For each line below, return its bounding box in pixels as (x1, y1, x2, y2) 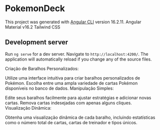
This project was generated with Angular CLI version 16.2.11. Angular (5, 19, 142, 25)
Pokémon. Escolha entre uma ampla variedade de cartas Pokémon (5, 80, 138, 86)
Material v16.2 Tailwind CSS (5, 24, 61, 30)
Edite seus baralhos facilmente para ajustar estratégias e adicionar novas (5, 95, 151, 100)
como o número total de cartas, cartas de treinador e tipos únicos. (5, 119, 137, 125)
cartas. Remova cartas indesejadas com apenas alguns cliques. (5, 100, 132, 106)
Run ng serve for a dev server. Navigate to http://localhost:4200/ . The (5, 51, 149, 57)
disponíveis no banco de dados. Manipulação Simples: (5, 85, 114, 91)
